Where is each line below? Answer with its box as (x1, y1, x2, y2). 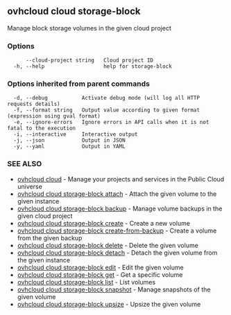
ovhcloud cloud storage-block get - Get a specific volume (17, 270, 183, 279)
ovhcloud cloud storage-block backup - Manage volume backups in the (17, 204, 223, 213)
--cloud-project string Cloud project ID (25, 57, 154, 64)
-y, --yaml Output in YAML (13, 143, 126, 150)
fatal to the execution (7, 125, 76, 132)
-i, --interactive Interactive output (13, 131, 138, 138)
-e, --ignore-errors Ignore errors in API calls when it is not (13, 119, 209, 126)
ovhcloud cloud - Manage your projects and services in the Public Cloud (17, 174, 225, 183)
